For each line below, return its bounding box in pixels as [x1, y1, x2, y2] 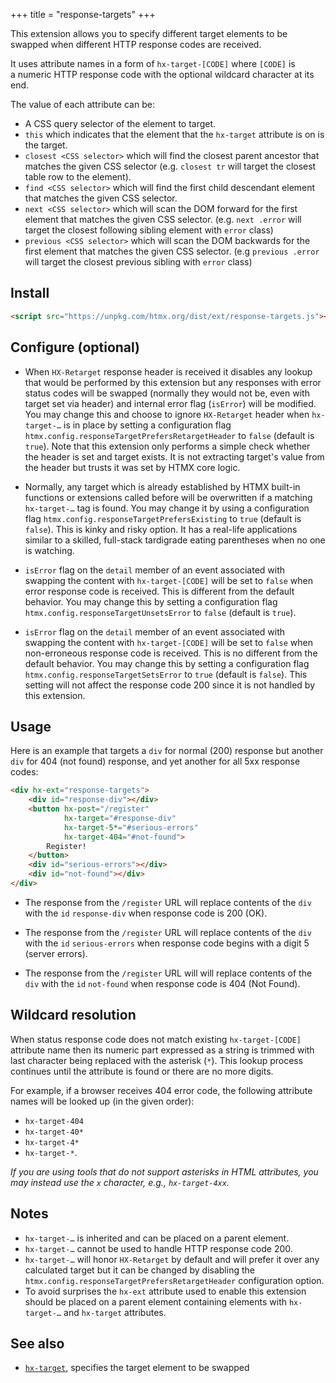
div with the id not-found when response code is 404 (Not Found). [24, 977, 301, 989]
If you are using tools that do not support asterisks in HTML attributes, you [10, 1165, 319, 1178]
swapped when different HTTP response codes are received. [10, 39, 262, 50]
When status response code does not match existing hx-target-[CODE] [10, 1033, 302, 1045]
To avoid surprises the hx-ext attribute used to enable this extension [24, 1285, 307, 1297]
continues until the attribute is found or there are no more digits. [10, 1065, 274, 1077]
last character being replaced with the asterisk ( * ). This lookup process [10, 1054, 304, 1066]
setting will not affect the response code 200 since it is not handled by [24, 679, 316, 691]
